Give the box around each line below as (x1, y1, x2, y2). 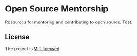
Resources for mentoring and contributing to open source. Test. (5, 19, 133, 25)
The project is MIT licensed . (5, 45, 61, 51)
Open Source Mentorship (5, 3, 109, 14)
